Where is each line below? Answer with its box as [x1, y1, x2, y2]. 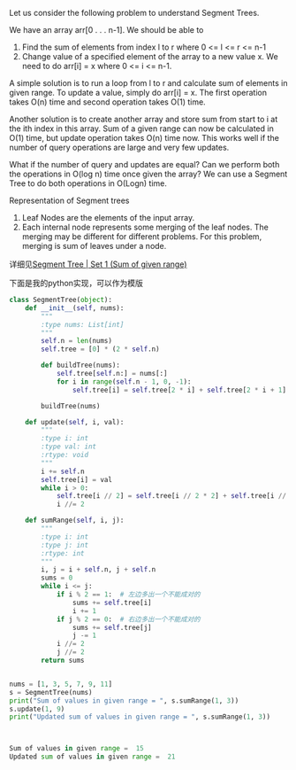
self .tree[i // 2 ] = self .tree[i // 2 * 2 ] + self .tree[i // [56, 492, 287, 501]
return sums [41, 656, 86, 665]
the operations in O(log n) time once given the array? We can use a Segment [9, 168, 288, 179]
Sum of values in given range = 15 [9, 744, 144, 753]
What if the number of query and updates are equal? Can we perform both [9, 159, 280, 169]
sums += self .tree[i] [72, 598, 152, 607]
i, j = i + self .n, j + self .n [41, 565, 156, 574]
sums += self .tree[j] [72, 623, 152, 632]
